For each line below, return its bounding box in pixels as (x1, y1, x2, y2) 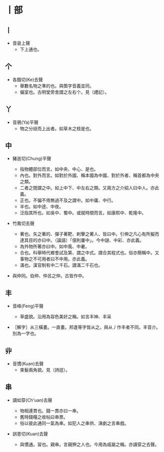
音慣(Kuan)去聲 (12, 361, 44, 367)
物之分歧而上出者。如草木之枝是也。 (19, 125, 94, 131)
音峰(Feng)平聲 (12, 303, 44, 309)
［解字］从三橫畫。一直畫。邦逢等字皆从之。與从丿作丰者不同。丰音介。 (12, 324, 161, 330)
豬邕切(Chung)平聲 (12, 156, 51, 162)
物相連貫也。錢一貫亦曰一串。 (19, 408, 81, 414)
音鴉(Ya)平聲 (12, 119, 39, 125)
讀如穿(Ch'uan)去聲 (12, 397, 53, 403)
